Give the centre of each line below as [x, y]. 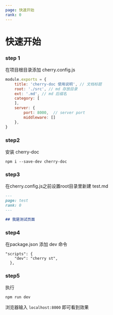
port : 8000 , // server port [54, 113]
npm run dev [18, 297]
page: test [17, 201]
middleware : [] [40, 117]
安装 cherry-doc [22, 152]
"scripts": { [19, 254]
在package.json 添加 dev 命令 [36, 244]
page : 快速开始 [20, 10]
